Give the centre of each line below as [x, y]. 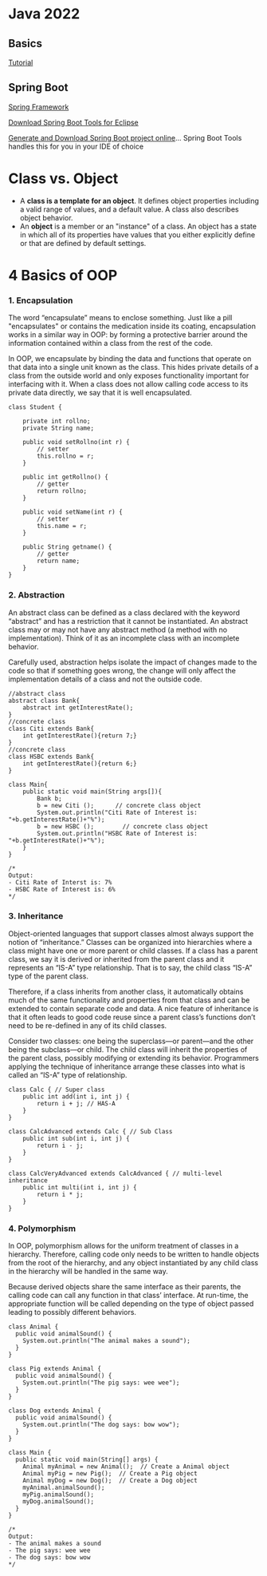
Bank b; [49, 798]
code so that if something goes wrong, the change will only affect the [122, 670]
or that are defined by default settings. [83, 243]
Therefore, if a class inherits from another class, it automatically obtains [126, 991]
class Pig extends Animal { [55, 1369]
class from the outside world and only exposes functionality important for [129, 375]
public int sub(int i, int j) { [76, 1138]
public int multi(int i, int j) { [80, 1187]
